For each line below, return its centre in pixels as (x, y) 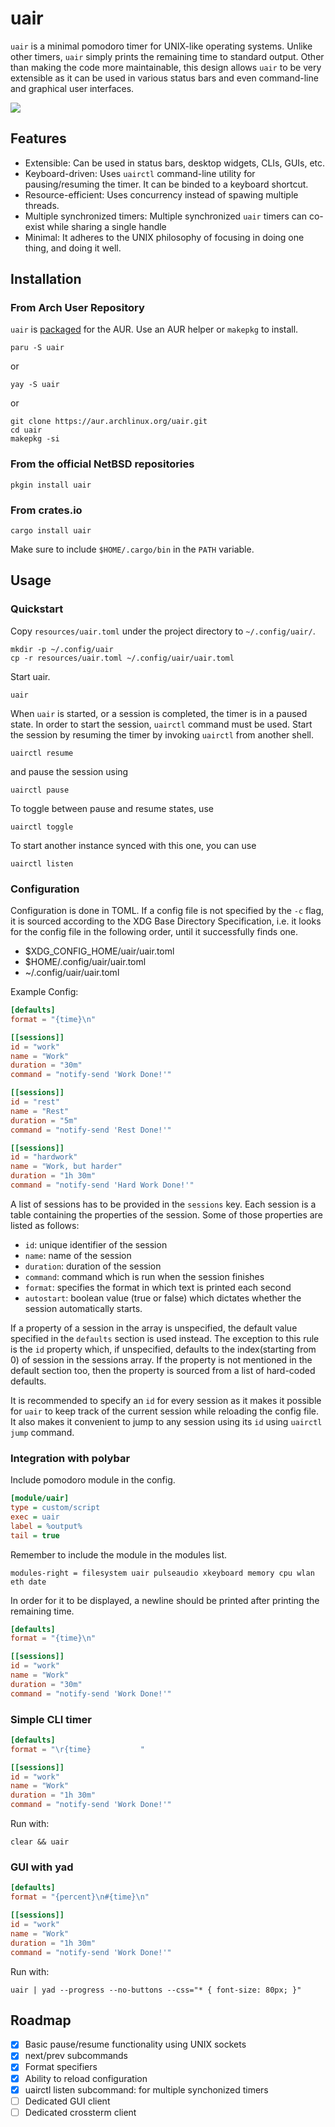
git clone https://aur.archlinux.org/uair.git (109, 422)
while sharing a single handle (106, 226)
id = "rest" (35, 1102)
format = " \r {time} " (77, 1749)
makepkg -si (35, 439)
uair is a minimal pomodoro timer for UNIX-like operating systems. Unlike (161, 46)
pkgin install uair (51, 485)
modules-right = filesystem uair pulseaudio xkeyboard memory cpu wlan (162, 1573)
